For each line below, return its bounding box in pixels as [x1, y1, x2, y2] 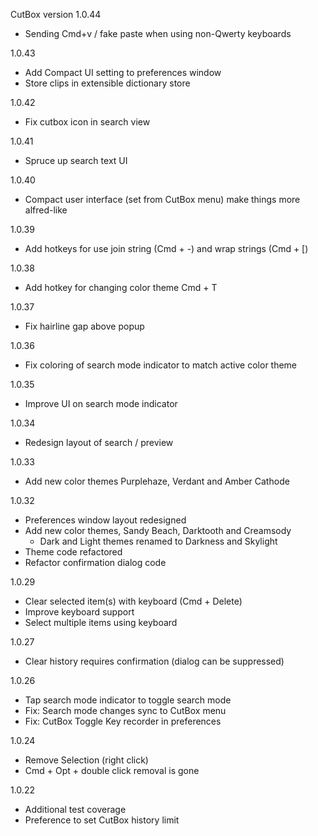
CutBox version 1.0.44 [10, 9, 102, 20]
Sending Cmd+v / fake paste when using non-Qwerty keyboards [24, 28, 292, 39]
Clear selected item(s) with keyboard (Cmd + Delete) [24, 595, 243, 607]
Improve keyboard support [24, 606, 135, 618]
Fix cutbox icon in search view [24, 116, 151, 128]
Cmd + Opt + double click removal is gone [24, 765, 200, 776]
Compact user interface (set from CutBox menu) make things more [24, 194, 301, 205]
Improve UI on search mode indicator [24, 398, 178, 409]
